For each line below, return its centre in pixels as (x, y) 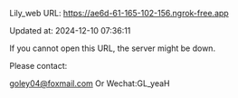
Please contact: (38, 66)
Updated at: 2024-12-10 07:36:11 (70, 30)
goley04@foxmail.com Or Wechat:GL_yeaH (90, 83)
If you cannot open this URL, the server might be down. (112, 48)
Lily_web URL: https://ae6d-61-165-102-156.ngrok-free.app (119, 13)
